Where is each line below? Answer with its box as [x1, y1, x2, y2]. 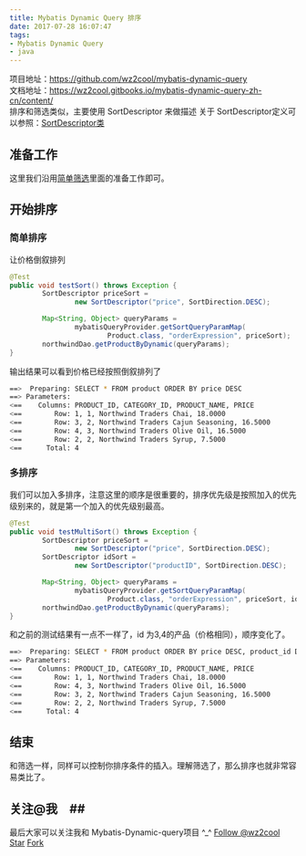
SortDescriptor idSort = [42, 553, 137, 562]
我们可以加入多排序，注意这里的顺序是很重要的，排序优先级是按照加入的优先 [9, 489, 297, 500]
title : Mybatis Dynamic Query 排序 [9, 13, 142, 23]
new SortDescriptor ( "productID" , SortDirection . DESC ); [74, 561, 287, 570]
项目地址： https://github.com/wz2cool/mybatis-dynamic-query [9, 74, 248, 85]
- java [9, 47, 35, 57]
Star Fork [9, 837, 44, 849]
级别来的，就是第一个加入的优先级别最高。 [9, 500, 169, 511]
